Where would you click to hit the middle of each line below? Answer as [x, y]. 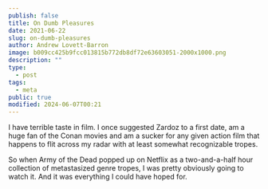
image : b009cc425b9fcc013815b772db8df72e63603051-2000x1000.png [117, 53]
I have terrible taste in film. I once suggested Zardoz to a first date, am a [126, 128]
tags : [17, 82]
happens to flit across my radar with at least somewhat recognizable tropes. [133, 144]
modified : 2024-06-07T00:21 [55, 104]
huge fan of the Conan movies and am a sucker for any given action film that [134, 136]
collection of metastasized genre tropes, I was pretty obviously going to [126, 168]
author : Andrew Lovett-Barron [59, 45]
